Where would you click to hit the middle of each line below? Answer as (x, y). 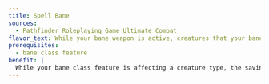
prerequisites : (34, 46)
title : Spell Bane (39, 16)
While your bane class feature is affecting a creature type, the (128, 68)
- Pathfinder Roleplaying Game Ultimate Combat (96, 30)
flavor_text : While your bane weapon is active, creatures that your (127, 38)
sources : (23, 23)
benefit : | (26, 61)
